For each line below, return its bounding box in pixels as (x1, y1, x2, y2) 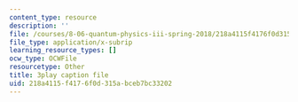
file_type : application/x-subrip (9, 37, 133, 47)
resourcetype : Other (9, 63, 86, 72)
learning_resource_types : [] (9, 46, 117, 55)
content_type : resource (9, 12, 98, 22)
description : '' (9, 21, 69, 30)
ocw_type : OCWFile (9, 54, 77, 63)
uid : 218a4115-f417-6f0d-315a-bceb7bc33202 (9, 79, 173, 88)
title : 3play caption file (9, 71, 109, 80)
